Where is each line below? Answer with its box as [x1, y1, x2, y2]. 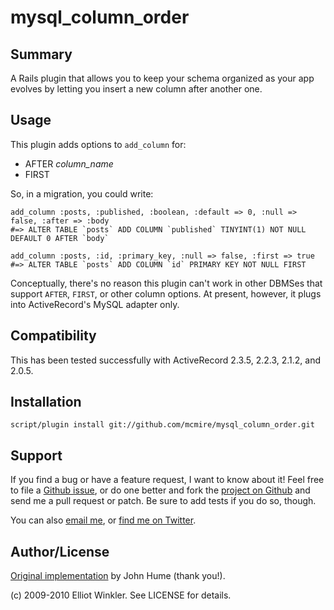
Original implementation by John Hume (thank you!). [10, 570, 226, 582]
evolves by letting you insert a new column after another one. [10, 83, 263, 95]
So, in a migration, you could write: [10, 187, 154, 200]
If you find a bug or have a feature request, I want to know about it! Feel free [10, 474, 325, 486]
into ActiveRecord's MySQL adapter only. [10, 298, 180, 310]
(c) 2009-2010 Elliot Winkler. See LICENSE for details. [10, 589, 232, 601]
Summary [10, 46, 73, 63]
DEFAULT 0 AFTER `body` [10, 233, 110, 243]
